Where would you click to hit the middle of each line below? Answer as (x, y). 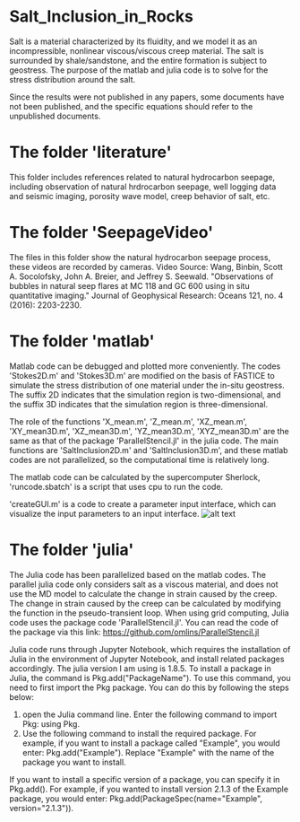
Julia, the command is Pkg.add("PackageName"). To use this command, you (150, 678)
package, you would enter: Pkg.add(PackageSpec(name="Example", (136, 798)
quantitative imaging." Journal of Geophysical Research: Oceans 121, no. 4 (146, 295)
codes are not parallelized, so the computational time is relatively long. (139, 459)
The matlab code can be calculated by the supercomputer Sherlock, (135, 477)
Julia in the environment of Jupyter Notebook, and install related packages (147, 659)
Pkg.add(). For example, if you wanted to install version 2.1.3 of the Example (149, 789)
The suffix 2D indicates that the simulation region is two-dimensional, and (145, 394)
